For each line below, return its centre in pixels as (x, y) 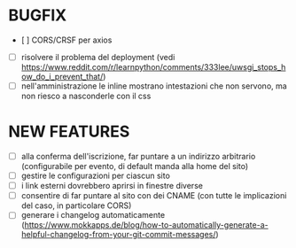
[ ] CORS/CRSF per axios (66, 40)
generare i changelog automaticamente (93, 215)
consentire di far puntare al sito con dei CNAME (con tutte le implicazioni (154, 196)
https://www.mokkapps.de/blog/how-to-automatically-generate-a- (146, 225)
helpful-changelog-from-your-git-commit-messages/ (118, 235)
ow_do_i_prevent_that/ (62, 77)
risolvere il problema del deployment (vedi (98, 57)
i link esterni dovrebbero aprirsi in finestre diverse (112, 186)
